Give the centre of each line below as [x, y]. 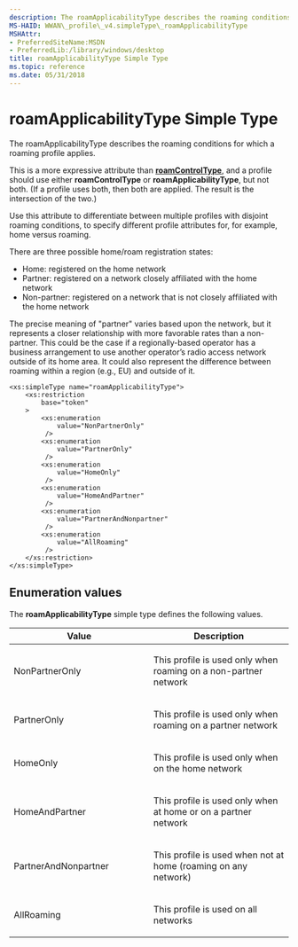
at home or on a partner [203, 811]
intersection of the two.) [53, 198]
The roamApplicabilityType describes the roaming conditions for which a [142, 144]
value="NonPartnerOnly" [100, 426]
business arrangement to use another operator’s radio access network [138, 352]
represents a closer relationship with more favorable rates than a [127, 333]
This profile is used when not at [219, 855]
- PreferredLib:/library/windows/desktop [87, 51]
